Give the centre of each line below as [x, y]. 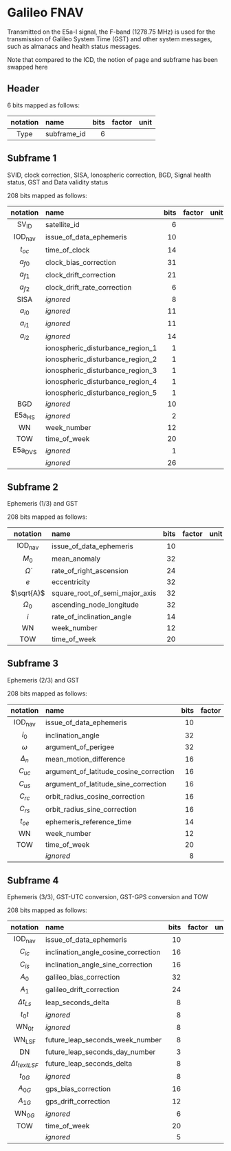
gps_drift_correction [78, 1101]
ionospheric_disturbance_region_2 [101, 359]
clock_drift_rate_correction [88, 288]
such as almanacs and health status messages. [74, 46]
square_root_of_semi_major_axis [104, 593]
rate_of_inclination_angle [91, 617]
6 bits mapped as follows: [44, 105]
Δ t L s [25, 1002]
